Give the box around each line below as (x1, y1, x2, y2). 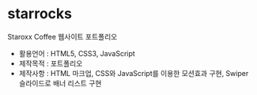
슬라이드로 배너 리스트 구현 (18, 78, 102, 88)
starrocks (7, 5, 73, 23)
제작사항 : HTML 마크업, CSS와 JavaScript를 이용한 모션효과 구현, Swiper (18, 68, 249, 78)
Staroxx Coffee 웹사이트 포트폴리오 (7, 32, 118, 41)
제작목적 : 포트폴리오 (18, 59, 83, 68)
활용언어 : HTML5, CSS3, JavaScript (18, 48, 135, 58)
